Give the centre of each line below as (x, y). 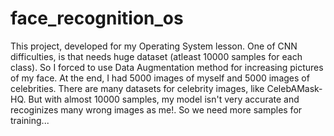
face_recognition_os (97, 18)
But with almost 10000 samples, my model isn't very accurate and (164, 99)
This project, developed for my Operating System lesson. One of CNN (154, 46)
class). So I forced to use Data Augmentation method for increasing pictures (167, 67)
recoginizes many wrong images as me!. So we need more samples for (156, 109)
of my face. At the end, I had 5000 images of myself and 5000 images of (160, 78)
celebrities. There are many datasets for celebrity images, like (137, 88)
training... (30, 120)
